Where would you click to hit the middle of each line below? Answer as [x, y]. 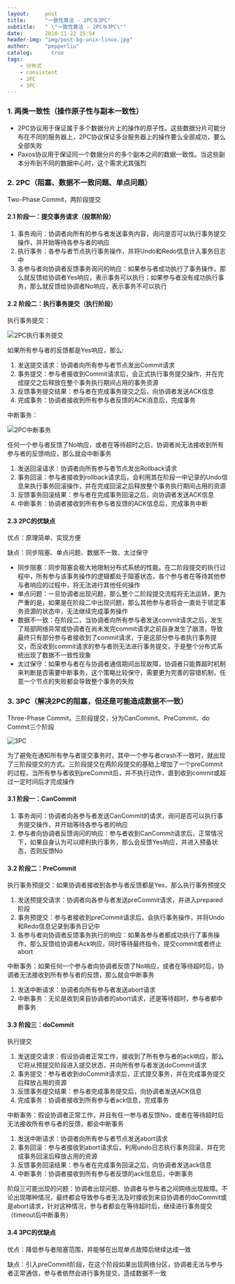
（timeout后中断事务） [40, 1215]
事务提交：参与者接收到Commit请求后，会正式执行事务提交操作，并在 [117, 374]
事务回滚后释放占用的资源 [60, 1156]
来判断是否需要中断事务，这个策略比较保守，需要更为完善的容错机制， [119, 673]
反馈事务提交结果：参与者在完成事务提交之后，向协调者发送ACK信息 [116, 391]
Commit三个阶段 [31, 727]
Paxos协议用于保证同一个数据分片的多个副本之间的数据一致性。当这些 [118, 154]
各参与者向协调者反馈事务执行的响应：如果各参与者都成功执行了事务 [115, 935]
